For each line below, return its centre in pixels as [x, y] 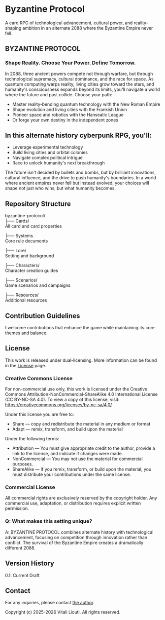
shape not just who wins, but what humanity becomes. [60, 188]
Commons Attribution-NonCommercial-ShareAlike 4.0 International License [82, 394]
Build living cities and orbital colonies [50, 153]
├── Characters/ [22, 266]
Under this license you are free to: [40, 414]
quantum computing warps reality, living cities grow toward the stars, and [80, 84]
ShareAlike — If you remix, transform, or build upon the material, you [82, 469]
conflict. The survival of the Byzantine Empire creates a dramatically [74, 542]
